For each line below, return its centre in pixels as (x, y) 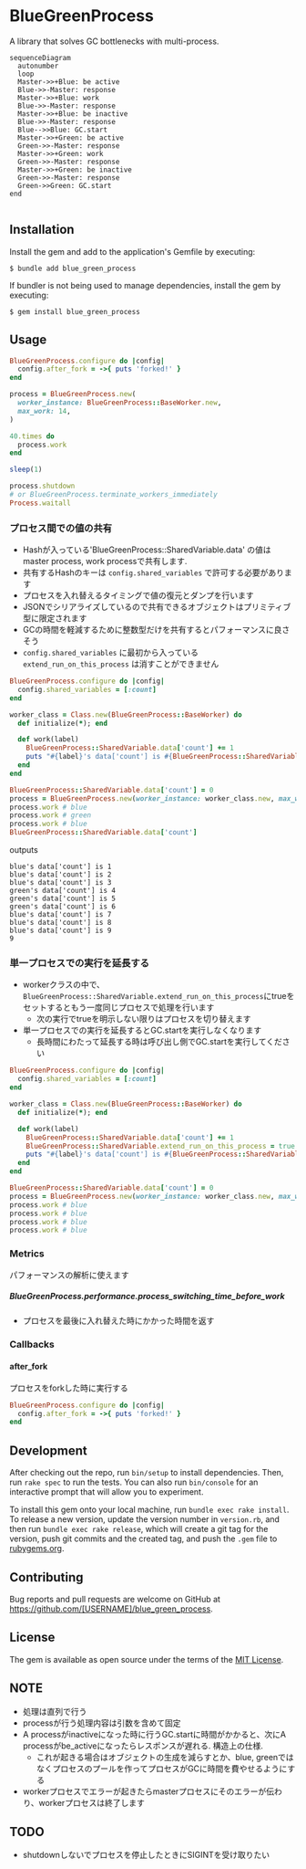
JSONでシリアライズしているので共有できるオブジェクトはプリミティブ (157, 607)
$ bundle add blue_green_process (73, 268)
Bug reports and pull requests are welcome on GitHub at (115, 1599)
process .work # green (51, 815)
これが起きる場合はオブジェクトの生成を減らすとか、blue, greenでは (165, 1757)
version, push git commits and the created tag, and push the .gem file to (143, 1538)
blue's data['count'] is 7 (61, 915)
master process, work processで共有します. (105, 562)
